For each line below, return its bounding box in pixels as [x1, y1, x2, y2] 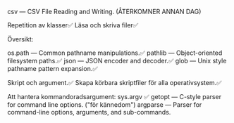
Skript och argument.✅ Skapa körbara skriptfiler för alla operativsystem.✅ [7, 79, 222, 86]
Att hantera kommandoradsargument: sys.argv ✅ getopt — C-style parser [7, 93, 222, 101]
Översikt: [7, 35, 34, 43]
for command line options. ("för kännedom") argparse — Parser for [7, 101, 202, 109]
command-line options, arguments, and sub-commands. [7, 108, 171, 116]
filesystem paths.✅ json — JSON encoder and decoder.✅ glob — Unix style [7, 57, 227, 65]
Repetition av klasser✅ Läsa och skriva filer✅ [7, 21, 139, 29]
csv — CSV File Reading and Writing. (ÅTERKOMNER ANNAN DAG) [7, 8, 202, 15]
